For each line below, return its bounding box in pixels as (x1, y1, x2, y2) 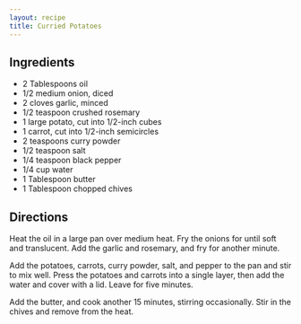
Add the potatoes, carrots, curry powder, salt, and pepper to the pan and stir (9, 260, 292, 271)
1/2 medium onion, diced (21, 88, 114, 99)
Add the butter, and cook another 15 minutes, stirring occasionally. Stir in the (9, 297, 292, 308)
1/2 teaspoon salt (21, 145, 87, 156)
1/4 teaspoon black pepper (21, 154, 122, 166)
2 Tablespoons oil (21, 78, 88, 90)
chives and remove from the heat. (9, 306, 134, 317)
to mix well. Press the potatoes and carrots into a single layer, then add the (9, 270, 285, 281)
